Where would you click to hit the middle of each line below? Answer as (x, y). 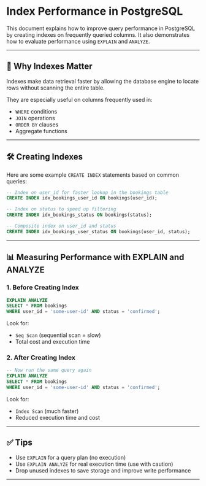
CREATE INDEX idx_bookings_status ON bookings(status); (79, 215)
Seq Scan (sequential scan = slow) (58, 335)
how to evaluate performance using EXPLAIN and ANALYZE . (78, 41)
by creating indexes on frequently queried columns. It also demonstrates (98, 34)
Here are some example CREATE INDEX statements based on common (93, 175)
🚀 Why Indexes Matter (49, 67)
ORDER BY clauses (37, 125)
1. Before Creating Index (43, 288)
